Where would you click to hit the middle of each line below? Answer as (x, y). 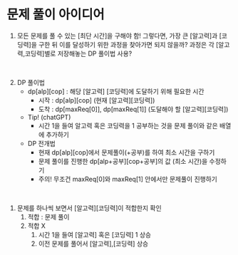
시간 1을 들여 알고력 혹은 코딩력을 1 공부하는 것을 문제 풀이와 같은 (128, 125)
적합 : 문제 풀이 (48, 217)
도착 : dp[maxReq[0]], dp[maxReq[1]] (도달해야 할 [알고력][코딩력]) (133, 109)
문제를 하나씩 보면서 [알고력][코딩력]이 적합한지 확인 (89, 208)
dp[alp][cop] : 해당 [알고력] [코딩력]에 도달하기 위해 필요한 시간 (116, 91)
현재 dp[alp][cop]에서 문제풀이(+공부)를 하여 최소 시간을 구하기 (126, 152)
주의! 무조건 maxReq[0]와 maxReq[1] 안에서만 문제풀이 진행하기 (128, 179)
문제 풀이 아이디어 (56, 15)
